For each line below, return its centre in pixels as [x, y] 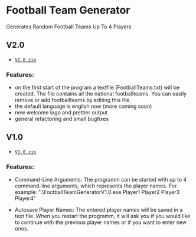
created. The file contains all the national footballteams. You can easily [101, 94]
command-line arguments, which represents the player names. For [96, 186]
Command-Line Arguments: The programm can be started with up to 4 [101, 180]
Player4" [25, 199]
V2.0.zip [25, 60]
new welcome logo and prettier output [61, 113]
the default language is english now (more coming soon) [83, 106]
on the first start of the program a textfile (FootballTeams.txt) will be [97, 88]
